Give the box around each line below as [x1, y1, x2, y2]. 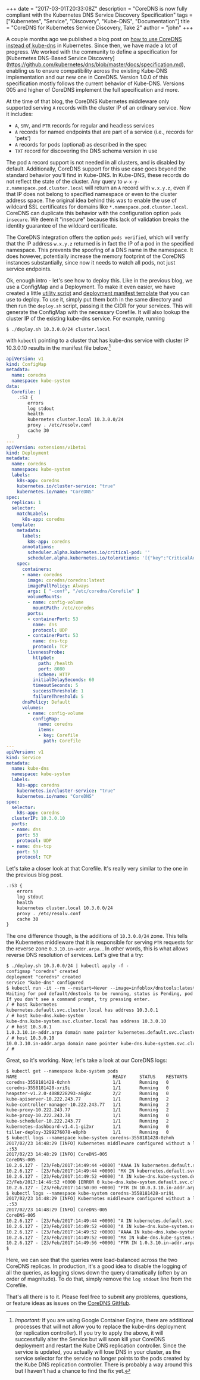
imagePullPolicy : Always [27, 583, 89, 589]
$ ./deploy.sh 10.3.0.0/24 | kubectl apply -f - [6, 963, 129, 969]
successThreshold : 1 [32, 688, 84, 694]
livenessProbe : [27, 649, 65, 655]
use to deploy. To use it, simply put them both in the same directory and [6, 296, 182, 303]
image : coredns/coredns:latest [27, 577, 105, 583]
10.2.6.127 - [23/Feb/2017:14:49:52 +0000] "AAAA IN [6, 1229, 140, 1235]
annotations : [21, 544, 55, 550]
